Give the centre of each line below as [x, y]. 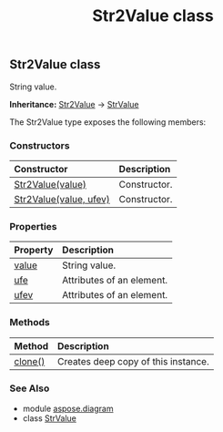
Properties [33, 226]
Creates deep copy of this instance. [133, 361]
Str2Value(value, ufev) [62, 199]
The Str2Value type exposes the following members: [108, 122]
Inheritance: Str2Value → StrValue [74, 104]
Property [34, 250]
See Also [30, 388]
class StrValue [50, 418]
